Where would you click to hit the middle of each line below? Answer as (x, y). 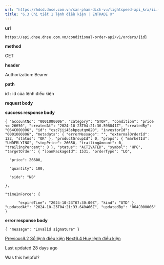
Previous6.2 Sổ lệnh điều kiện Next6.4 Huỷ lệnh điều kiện (63, 238)
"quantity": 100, (27, 168)
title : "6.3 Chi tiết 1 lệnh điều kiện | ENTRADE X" (60, 14)
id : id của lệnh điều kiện (30, 93)
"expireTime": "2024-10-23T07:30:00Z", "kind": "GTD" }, (77, 203)
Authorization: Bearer (26, 74)
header (13, 65)
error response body (26, 220)
